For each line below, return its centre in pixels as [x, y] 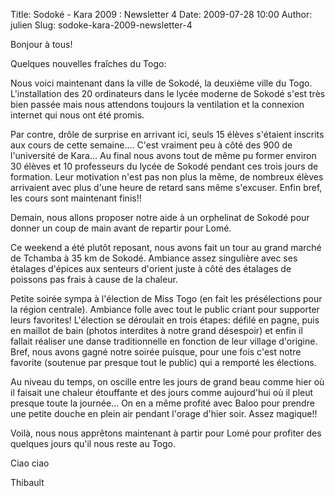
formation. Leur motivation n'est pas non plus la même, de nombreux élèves [167, 177]
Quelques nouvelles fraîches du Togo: [88, 63]
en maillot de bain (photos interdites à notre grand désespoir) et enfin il [156, 330]
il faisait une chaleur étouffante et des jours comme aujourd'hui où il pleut [162, 392]
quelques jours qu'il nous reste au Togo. [93, 443]
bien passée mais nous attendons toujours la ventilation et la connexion [157, 104]
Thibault [27, 482]
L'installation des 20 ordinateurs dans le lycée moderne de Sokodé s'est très [168, 93]
